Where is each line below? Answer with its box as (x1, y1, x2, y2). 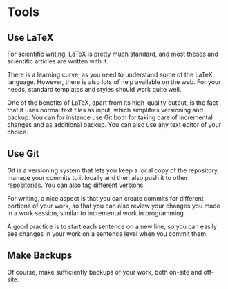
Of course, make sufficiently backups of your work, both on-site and (7, 268, 202, 276)
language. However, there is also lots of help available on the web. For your (7, 78, 221, 86)
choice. (7, 128, 29, 136)
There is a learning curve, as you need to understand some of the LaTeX (7, 70, 213, 79)
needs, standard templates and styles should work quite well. (7, 86, 182, 93)
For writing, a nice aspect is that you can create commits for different (7, 194, 204, 202)
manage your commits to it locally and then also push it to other (7, 173, 189, 181)
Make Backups (7, 250, 73, 261)
